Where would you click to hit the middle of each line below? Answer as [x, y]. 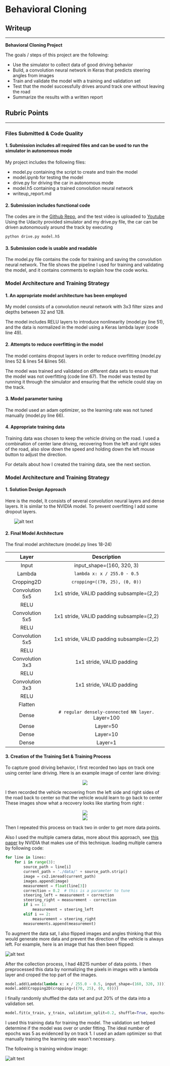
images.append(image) [46, 881]
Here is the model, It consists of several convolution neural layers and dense [85, 501]
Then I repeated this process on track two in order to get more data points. [83, 828]
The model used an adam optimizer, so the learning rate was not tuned [79, 410]
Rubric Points [27, 113]
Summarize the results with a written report [58, 97]
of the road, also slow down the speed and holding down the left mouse [80, 449]
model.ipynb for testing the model [48, 177]
